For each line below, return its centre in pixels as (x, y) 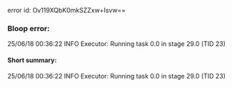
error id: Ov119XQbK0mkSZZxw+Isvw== (67, 10)
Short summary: (32, 60)
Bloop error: (29, 28)
